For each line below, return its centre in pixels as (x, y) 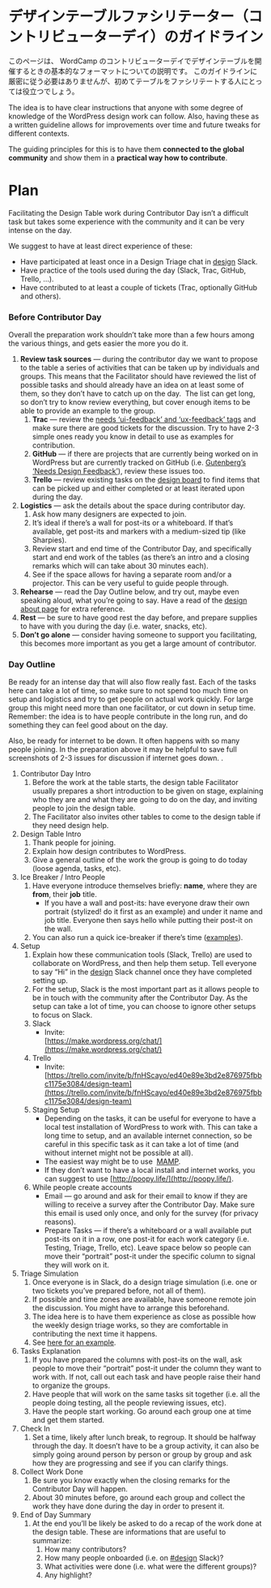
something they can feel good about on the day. (88, 725)
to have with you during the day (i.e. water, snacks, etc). (114, 626)
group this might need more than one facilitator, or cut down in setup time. (132, 708)
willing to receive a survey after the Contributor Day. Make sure (150, 1204)
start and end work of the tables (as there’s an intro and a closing (140, 557)
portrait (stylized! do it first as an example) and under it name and (153, 912)
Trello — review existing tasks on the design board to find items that (146, 480)
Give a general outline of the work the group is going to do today (140, 860)
